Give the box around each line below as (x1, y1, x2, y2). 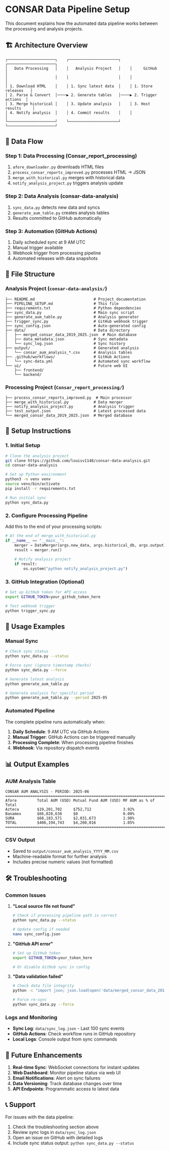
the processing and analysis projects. (5, 25, 83, 31)
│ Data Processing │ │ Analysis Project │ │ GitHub (5, 66, 157, 71)
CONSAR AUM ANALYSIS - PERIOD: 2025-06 (5, 789, 90, 794)
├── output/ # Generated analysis (5, 346, 139, 351)
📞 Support (5, 1100, 36, 1109)
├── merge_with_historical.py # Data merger (5, 400, 123, 405)
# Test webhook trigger (5, 603, 56, 608)
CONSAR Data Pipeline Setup (5, 4, 130, 15)
